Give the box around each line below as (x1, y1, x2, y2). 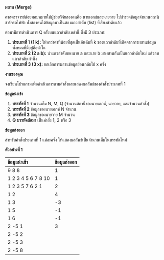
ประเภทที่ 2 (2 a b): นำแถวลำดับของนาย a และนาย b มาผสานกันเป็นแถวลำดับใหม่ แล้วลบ (12, 50, 159, 56)
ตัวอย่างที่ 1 (5, 147, 23, 152)
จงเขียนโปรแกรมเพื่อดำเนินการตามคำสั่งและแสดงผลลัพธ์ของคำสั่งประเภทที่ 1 (5, 81, 126, 87)
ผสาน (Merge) (5, 4, 32, 10)
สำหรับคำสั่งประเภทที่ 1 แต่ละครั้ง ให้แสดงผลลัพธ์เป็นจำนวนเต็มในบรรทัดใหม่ (5, 137, 127, 143)
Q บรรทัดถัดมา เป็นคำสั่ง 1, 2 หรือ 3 (12, 117, 71, 123)
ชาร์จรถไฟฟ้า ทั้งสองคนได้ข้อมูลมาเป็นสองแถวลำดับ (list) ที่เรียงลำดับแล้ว (5, 20, 122, 25)
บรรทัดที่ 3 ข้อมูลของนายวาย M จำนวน (12, 112, 75, 117)
